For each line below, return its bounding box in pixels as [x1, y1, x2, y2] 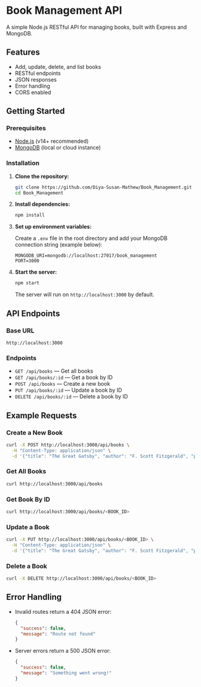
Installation [6, 159, 40, 167]
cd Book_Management [14, 190, 64, 196]
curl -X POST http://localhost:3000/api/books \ [6, 442, 130, 448]
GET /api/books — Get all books [14, 367, 94, 375]
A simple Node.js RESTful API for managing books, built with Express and [6, 23, 187, 31]
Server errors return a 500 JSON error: [14, 647, 111, 655]
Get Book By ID [6, 495, 51, 503]
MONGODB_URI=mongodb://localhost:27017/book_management [14, 253, 157, 259]
